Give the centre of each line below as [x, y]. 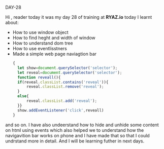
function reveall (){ [39, 77]
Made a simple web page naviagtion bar [55, 54]
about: [12, 23]
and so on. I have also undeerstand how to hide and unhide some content [82, 125]
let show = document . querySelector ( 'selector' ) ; [68, 68]
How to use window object [40, 32]
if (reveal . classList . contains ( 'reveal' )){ [63, 82]
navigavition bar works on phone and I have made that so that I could [77, 135]
